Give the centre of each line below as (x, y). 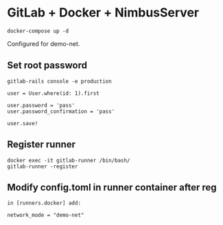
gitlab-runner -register (43, 167)
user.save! (23, 123)
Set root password (47, 66)
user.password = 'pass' (41, 105)
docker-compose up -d (38, 31)
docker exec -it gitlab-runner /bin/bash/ (69, 160)
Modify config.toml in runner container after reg (112, 187)
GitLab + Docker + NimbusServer (103, 13)
